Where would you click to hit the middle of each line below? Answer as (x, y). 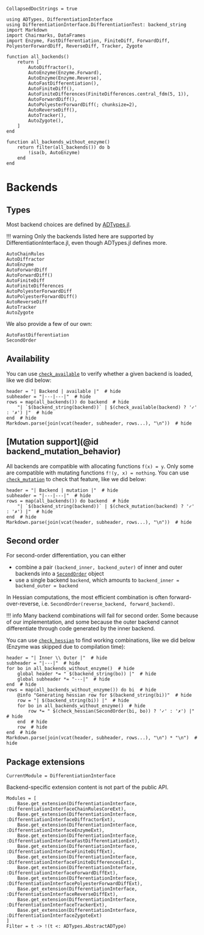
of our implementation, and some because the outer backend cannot (93, 622)
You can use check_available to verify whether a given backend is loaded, (100, 373)
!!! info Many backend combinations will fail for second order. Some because (102, 616)
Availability (28, 359)
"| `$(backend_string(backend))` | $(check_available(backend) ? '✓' (107, 407)
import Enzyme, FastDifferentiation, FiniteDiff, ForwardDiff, (88, 41)
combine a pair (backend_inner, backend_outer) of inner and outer (99, 567)
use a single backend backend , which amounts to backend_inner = (97, 580)
